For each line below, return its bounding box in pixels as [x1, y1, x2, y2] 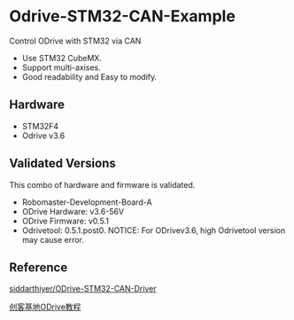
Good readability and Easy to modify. [21, 71, 158, 82]
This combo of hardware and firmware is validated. [9, 179, 196, 190]
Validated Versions [9, 156, 117, 171]
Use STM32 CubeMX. [21, 52, 102, 63]
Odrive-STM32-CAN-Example [9, 6, 236, 27]
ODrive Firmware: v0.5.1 [21, 215, 109, 226]
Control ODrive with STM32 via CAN [9, 35, 142, 46]
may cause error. [21, 234, 84, 245]
